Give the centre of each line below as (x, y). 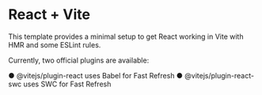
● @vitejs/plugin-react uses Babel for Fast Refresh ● (96, 75)
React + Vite (49, 15)
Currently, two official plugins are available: (79, 60)
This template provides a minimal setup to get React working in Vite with (126, 36)
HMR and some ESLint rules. (55, 44)
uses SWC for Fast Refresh (67, 84)
